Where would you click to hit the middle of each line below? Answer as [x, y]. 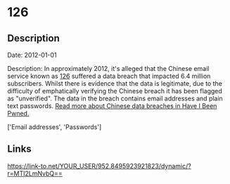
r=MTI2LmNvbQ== [35, 173]
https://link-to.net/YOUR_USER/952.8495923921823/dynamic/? [99, 166]
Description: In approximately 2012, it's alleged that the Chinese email [108, 68]
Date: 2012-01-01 [32, 55]
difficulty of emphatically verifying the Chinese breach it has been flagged [115, 91]
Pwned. [18, 113]
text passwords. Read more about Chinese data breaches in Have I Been [112, 106]
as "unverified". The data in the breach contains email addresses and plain [115, 98]
